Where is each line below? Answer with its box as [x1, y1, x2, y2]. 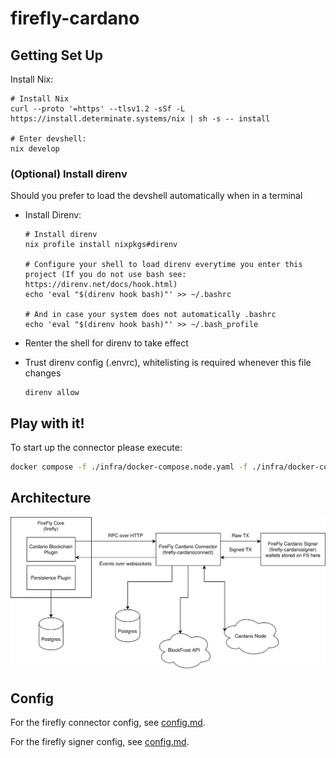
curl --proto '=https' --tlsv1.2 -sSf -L [10, 104, 186, 114]
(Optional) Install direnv [10, 167, 128, 181]
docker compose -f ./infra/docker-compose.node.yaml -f [10, 462, 248, 472]
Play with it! [10, 415, 85, 432]
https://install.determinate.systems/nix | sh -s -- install [10, 114, 271, 124]
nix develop [10, 144, 60, 154]
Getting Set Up [10, 47, 103, 64]
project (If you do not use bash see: [24, 270, 187, 280]
